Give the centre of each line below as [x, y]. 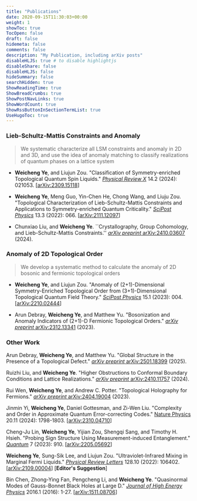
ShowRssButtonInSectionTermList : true [53, 110]
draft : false [22, 39]
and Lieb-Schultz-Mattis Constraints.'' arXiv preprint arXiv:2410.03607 [100, 233]
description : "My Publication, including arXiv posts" [74, 55]
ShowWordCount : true [31, 104]
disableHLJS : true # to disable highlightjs [61, 60]
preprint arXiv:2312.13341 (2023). [55, 327]
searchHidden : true [30, 83]
